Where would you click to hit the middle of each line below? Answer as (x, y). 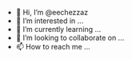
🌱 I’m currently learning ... (58, 29)
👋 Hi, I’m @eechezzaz (52, 12)
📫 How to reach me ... (53, 47)
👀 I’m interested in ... (50, 21)
